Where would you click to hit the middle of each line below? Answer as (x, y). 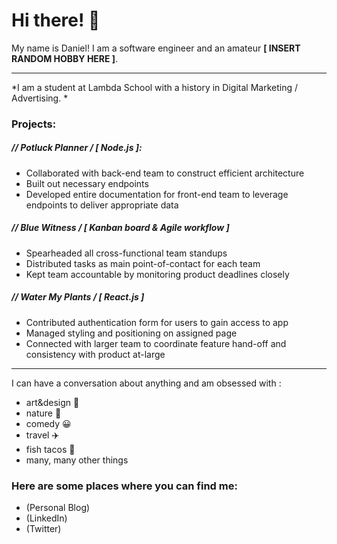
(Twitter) (43, 529)
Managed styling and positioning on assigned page (131, 333)
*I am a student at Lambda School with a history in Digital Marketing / (154, 87)
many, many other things (77, 460)
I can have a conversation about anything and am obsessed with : (146, 383)
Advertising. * (40, 98)
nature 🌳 (43, 413)
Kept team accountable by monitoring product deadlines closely (157, 274)
